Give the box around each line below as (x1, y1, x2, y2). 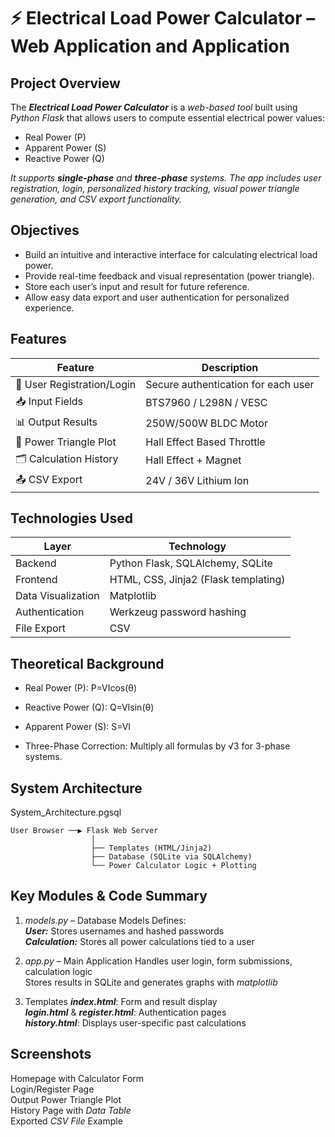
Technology (168, 540, 227, 554)
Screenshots (10, 1046, 92, 1063)
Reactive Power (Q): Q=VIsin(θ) (24, 701, 155, 714)
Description (201, 360, 259, 374)
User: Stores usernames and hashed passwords (24, 925, 225, 937)
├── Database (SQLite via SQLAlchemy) (90, 852, 253, 862)
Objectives (10, 222, 80, 239)
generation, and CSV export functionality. (10, 193, 182, 205)
